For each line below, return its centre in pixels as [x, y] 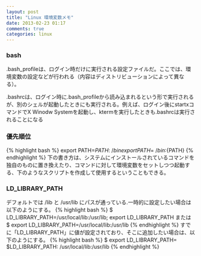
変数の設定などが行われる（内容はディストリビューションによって [92, 76]
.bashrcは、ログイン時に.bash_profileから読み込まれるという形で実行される [100, 97]
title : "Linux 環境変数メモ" [40, 17]
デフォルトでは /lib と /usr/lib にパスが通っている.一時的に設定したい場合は [99, 202]
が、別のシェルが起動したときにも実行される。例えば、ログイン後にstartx [98, 105]
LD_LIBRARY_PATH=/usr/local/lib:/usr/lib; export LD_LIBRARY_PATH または [99, 217]
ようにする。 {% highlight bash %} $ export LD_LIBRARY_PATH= [97, 240]
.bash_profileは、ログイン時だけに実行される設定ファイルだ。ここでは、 [96, 69]
